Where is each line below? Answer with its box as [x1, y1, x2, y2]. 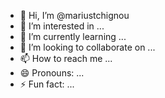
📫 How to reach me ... [19, 53, 113, 64]
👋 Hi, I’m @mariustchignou [19, 10, 130, 21]
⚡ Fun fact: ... [19, 78, 75, 90]
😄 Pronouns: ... [19, 67, 85, 79]
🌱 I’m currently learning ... [19, 31, 127, 42]
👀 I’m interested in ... [19, 20, 105, 32]
